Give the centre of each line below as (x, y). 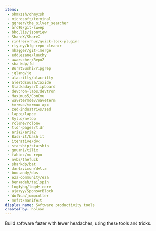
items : (12, 10)
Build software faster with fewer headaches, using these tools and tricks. (78, 223)
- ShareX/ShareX (24, 37)
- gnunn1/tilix (22, 150)
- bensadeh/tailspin (28, 182)
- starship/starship (28, 146)
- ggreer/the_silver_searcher (38, 23)
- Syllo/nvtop (21, 118)
